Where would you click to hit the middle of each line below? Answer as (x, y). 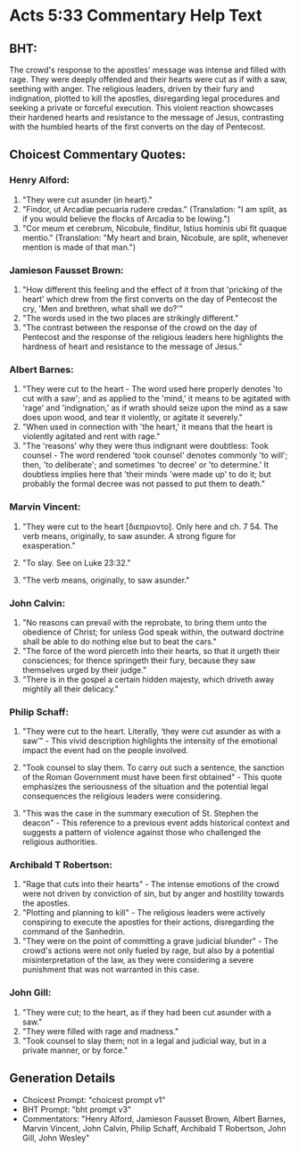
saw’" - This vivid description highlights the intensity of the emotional (150, 741)
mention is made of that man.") (79, 247)
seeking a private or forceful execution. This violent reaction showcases (141, 108)
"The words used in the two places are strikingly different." (130, 318)
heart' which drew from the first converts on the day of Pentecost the (150, 299)
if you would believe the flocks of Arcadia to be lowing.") (126, 219)
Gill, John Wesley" (56, 1138)
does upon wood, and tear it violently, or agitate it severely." (133, 418)
